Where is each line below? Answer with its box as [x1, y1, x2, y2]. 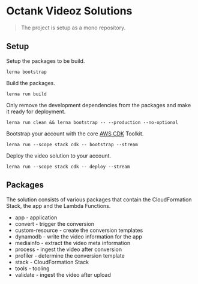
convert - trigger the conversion [14, 220, 95, 227]
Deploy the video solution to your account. [6, 152, 112, 159]
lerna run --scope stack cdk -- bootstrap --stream [6, 141, 138, 147]
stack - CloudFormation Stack [14, 258, 89, 265]
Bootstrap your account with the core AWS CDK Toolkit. [6, 130, 144, 137]
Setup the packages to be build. [6, 57, 85, 64]
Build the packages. [6, 79, 55, 86]
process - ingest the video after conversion [14, 246, 122, 253]
